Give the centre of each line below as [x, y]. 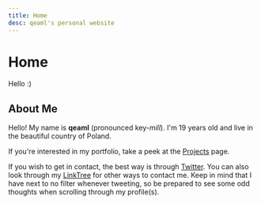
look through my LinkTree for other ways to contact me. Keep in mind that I [130, 176]
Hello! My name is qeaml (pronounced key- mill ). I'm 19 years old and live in [130, 128]
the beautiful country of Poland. [60, 136]
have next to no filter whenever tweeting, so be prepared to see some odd [129, 183]
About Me [33, 109]
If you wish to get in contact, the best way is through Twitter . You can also [129, 167]
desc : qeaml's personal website [61, 23]
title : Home [28, 15]
